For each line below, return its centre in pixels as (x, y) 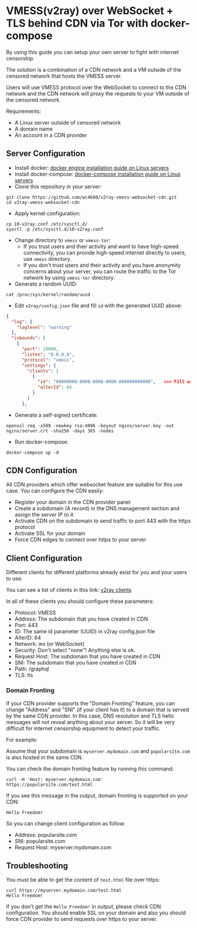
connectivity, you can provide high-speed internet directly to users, (105, 252)
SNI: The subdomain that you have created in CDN (75, 663)
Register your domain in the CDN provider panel (72, 502)
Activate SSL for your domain (50, 534)
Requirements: (23, 111)
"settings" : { (39, 366)
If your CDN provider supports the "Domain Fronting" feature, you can (91, 703)
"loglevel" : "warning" (44, 327)
